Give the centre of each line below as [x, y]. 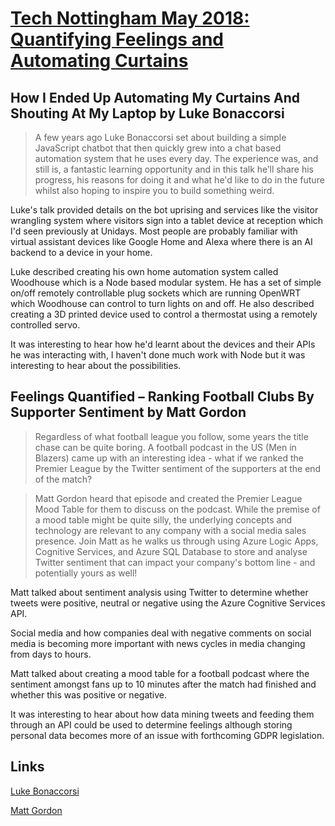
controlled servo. [45, 325]
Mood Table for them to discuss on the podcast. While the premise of [177, 509]
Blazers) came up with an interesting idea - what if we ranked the [169, 458]
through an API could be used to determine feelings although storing [151, 724]
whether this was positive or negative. [89, 694]
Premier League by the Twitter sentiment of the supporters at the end [178, 468]
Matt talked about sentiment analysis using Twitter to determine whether [159, 592]
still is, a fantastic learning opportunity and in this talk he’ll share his [174, 169]
